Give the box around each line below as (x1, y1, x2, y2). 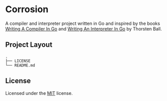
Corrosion (5, 4, 49, 15)
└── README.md (5, 62, 36, 68)
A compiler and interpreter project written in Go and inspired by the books (5, 20, 160, 26)
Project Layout (5, 41, 52, 49)
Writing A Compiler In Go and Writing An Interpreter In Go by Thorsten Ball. (5, 25, 162, 31)
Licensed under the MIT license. (5, 90, 73, 96)
